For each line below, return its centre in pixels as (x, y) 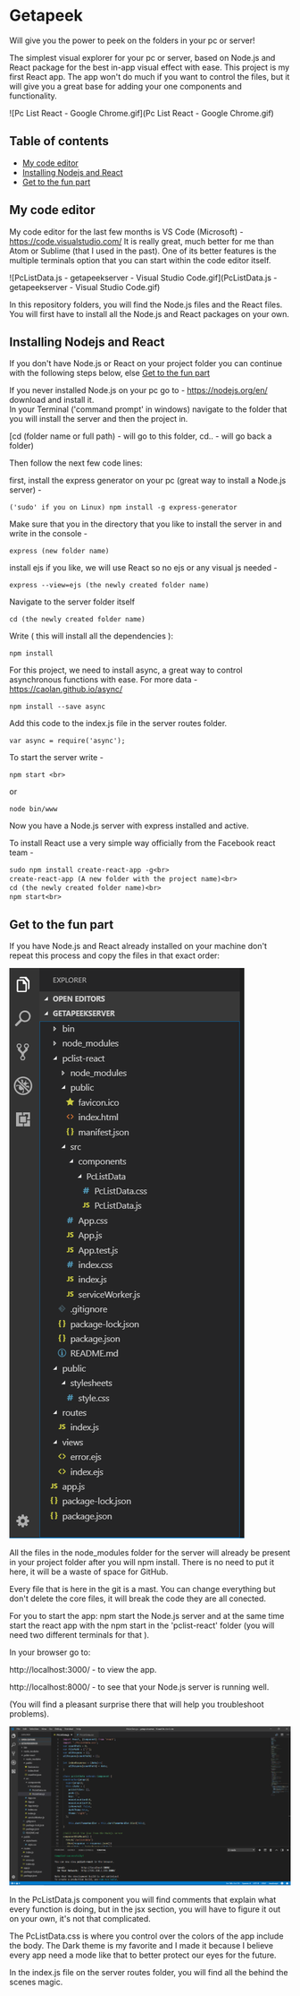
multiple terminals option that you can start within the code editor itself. (140, 260)
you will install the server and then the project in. (99, 419)
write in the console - (48, 534)
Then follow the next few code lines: (76, 463)
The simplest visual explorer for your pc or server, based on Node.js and (142, 57)
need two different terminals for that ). (79, 1635)
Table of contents (59, 141)
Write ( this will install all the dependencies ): (92, 636)
